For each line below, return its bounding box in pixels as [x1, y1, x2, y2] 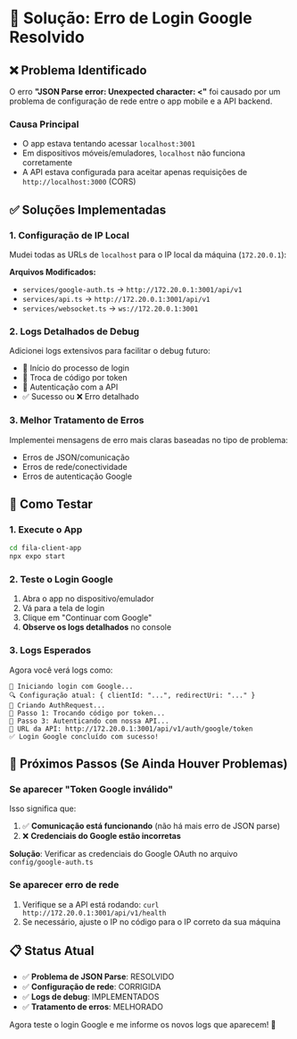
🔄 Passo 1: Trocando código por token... [9, 708, 166, 717]
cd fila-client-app [9, 544, 82, 553]
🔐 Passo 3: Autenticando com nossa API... [9, 716, 169, 725]
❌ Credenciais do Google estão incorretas [21, 831, 181, 842]
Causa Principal [9, 118, 79, 130]
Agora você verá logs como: [9, 665, 113, 675]
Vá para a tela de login [21, 603, 105, 614]
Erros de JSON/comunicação [21, 451, 130, 463]
